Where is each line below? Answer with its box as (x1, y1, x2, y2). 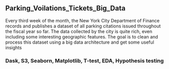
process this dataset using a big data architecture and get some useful (5, 39, 155, 45)
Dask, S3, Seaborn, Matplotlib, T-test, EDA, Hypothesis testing (5, 57, 164, 64)
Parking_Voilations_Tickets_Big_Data (5, 4, 125, 13)
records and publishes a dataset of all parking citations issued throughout (5, 23, 161, 29)
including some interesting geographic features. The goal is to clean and (5, 33, 158, 40)
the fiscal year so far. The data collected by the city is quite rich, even (5, 28, 153, 34)
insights (5, 44, 22, 50)
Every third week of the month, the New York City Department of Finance (5, 17, 160, 23)
